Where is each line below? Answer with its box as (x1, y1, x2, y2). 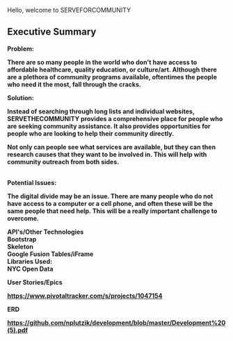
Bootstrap (7, 235, 37, 243)
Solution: (7, 93, 35, 102)
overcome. (7, 214, 40, 222)
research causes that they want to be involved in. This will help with (7, 150, 207, 159)
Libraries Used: (7, 257, 53, 265)
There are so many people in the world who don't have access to (7, 58, 198, 66)
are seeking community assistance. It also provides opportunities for (7, 122, 211, 130)
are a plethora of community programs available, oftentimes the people (7, 72, 217, 81)
